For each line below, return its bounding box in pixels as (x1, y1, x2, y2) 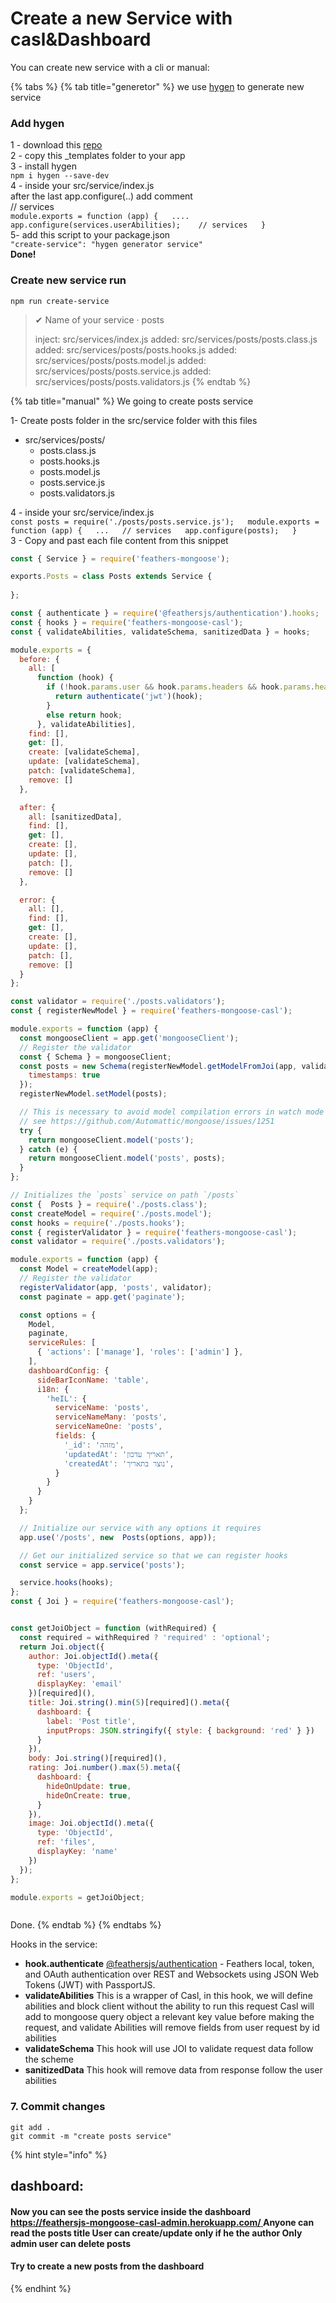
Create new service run (10, 273, 127, 287)
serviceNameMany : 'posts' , (54, 1412, 168, 1422)
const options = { (19, 1310, 97, 1320)
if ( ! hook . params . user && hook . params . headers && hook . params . (46, 682, 315, 692)
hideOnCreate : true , (46, 1790, 132, 1801)
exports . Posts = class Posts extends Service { (10, 572, 213, 582)
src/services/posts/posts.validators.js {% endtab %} (34, 375, 252, 387)
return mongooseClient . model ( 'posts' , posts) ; (28, 1153, 226, 1164)
